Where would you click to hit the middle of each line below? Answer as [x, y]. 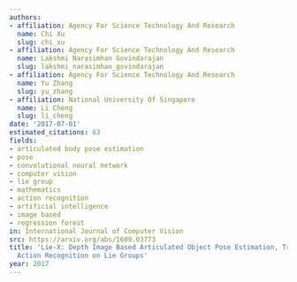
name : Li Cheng [45, 108]
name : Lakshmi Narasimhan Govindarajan [91, 58]
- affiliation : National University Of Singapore [103, 99]
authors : [25, 17]
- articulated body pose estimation [76, 149]
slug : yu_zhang [45, 91]
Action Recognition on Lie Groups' [83, 256]
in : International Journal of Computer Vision [96, 231]
